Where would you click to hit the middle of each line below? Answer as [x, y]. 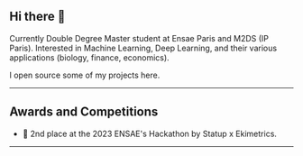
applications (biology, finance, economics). [89, 57]
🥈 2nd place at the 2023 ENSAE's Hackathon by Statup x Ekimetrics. [150, 133]
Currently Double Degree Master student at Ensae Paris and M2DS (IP [139, 38]
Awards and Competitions [84, 112]
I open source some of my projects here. [85, 75]
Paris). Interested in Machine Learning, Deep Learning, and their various [143, 48]
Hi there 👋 [37, 17]
